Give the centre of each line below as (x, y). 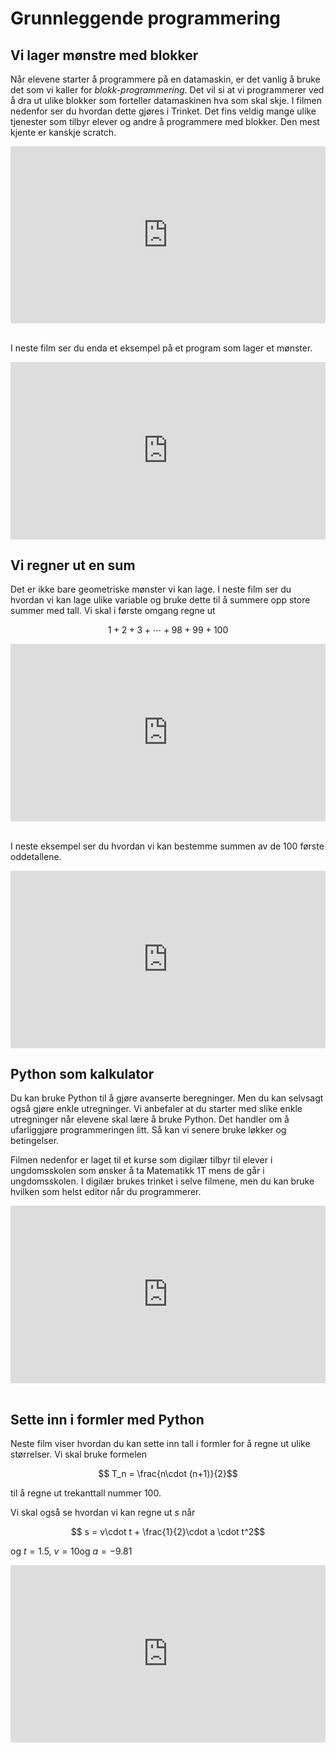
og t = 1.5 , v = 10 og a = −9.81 (71, 1551)
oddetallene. (36, 856)
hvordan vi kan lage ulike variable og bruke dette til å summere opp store (160, 600)
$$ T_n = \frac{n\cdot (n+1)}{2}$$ (168, 1474)
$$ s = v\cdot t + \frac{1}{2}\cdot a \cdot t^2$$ (168, 1532)
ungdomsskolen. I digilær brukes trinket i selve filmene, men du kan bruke (162, 1181)
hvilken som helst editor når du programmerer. (106, 1192)
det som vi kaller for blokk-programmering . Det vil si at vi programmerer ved (167, 90)
